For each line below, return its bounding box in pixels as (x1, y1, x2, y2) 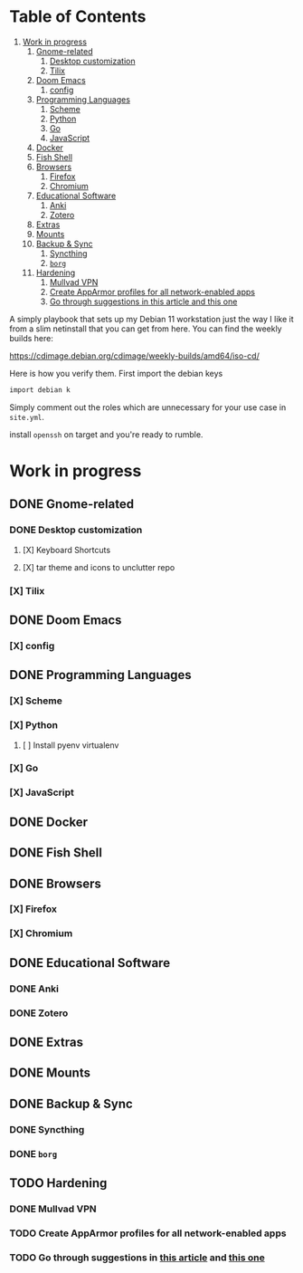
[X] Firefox (9, 903, 57, 915)
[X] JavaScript (9, 786, 75, 799)
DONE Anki (9, 982, 60, 995)
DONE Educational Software (9, 955, 170, 971)
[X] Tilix (9, 584, 45, 597)
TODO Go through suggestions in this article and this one (9, 1251, 265, 1264)
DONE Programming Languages (9, 667, 192, 683)
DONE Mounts (9, 1066, 90, 1081)
